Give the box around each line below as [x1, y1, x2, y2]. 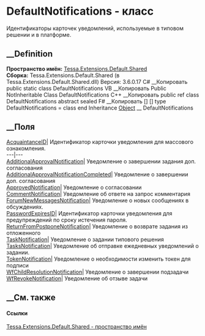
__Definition [6, 49, 53, 59]
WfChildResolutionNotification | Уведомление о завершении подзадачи [6, 268, 189, 275]
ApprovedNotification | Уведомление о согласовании [6, 184, 142, 191]
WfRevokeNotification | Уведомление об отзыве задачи [6, 274, 148, 282]
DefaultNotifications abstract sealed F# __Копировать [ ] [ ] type [6, 97, 166, 105]
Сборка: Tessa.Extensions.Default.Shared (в [6, 72, 120, 79]
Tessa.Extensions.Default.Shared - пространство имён [6, 323, 147, 330]
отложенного [6, 229, 41, 236]
